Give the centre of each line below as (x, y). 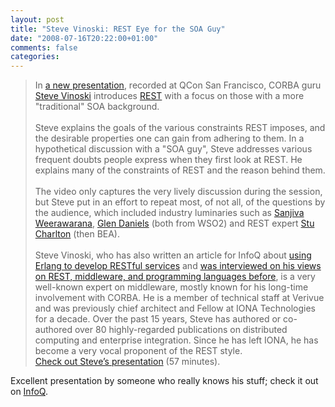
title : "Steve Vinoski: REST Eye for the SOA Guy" (118, 29)
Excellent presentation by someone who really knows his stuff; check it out (164, 381)
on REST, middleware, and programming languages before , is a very (175, 277)
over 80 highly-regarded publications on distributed (181, 330)
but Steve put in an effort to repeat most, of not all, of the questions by (180, 202)
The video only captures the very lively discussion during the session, (178, 192)
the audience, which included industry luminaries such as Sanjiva (169, 213)
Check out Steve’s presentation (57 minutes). (127, 362)
